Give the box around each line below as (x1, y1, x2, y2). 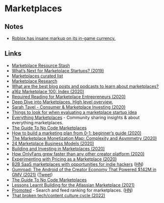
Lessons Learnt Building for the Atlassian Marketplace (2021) (11, 182, 135, 188)
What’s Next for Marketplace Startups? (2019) (11, 68, 104, 73)
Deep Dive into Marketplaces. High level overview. (11, 99, 113, 105)
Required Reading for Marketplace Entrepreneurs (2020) (11, 93, 126, 99)
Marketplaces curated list (11, 73, 63, 79)
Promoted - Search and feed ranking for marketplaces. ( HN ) (11, 187, 133, 193)
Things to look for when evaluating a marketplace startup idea (11, 109, 137, 115)
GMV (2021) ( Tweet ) (11, 172, 53, 178)
